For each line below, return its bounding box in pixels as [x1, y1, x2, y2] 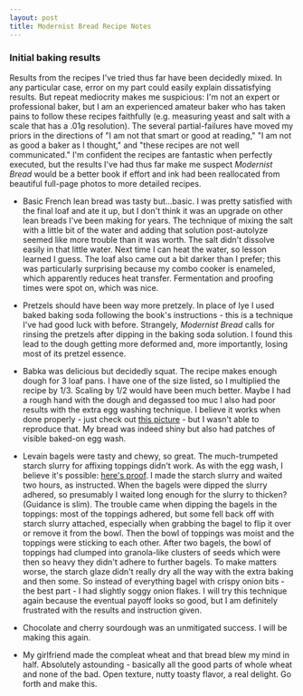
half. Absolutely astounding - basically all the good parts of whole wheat [22, 659, 292, 670]
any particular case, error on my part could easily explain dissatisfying [9, 82, 271, 92]
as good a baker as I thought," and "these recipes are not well [9, 140, 240, 150]
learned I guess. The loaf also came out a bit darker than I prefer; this [22, 253, 281, 264]
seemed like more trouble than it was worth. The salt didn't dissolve [22, 234, 275, 245]
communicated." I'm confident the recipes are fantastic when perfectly [9, 149, 273, 159]
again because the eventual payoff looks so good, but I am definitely [22, 594, 279, 605]
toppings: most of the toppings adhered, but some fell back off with [22, 508, 274, 519]
